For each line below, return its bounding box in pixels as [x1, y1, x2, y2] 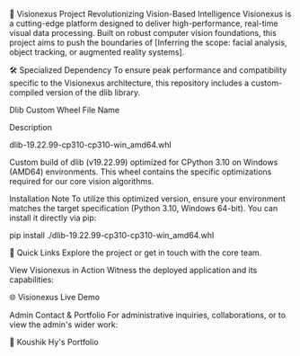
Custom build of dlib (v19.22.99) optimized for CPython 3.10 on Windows [9, 157, 278, 167]
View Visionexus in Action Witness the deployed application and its [9, 265, 258, 275]
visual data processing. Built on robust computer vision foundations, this [9, 28, 277, 38]
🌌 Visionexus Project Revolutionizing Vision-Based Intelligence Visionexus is [9, 9, 292, 19]
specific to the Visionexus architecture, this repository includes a [9, 77, 250, 88]
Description [9, 122, 52, 132]
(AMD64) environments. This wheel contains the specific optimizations [9, 166, 272, 177]
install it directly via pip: [9, 212, 97, 223]
